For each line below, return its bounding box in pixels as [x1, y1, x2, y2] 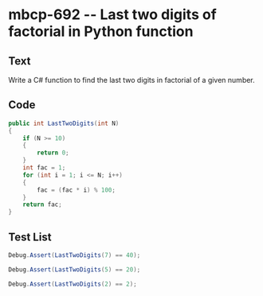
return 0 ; [37, 149, 69, 157]
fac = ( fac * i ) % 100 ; [37, 185, 116, 194]
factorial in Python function [8, 22, 194, 41]
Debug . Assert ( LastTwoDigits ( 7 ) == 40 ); [8, 251, 141, 259]
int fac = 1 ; [22, 164, 66, 172]
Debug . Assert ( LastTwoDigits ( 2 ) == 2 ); [8, 280, 137, 288]
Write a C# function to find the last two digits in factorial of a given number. [8, 76, 255, 84]
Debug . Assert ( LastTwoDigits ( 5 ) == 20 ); [8, 265, 141, 274]
